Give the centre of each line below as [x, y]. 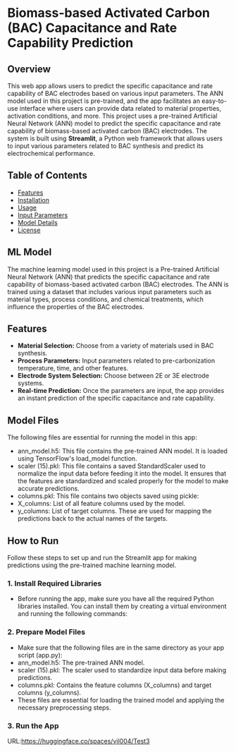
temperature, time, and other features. [73, 368]
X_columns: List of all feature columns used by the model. [101, 504]
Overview [29, 69]
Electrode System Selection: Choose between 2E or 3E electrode [113, 376]
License [29, 230]
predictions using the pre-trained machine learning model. [92, 565]
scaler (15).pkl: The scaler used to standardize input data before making [122, 670]
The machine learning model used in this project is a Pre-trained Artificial [113, 269]
